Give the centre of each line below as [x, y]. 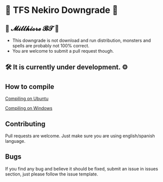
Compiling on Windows [29, 108]
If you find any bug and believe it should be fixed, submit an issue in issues [82, 169]
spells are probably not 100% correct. [51, 46]
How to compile [30, 87]
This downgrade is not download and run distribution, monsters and [81, 40]
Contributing [25, 124]
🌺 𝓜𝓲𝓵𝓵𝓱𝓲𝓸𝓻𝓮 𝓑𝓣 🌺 [32, 29]
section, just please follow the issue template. [52, 174]
